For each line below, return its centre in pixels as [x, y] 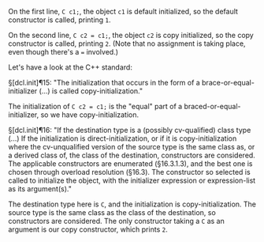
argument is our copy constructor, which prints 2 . [88, 229]
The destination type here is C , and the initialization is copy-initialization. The [132, 204]
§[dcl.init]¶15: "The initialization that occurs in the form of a [104, 83]
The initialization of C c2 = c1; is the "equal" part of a [95, 106]
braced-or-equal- [213, 106]
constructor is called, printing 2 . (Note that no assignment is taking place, [127, 43]
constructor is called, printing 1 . [60, 20]
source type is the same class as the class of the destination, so [112, 212]
